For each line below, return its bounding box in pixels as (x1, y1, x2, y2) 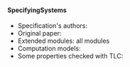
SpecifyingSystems (7, 6, 67, 14)
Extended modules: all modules (17, 36, 110, 46)
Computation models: (17, 44, 81, 53)
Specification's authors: (17, 21, 87, 30)
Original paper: (17, 29, 62, 38)
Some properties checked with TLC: (17, 52, 124, 61)
